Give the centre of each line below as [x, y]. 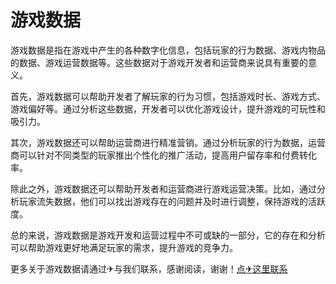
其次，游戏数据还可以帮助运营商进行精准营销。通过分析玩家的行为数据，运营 [168, 142]
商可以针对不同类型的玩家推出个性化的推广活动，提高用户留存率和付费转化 [163, 155]
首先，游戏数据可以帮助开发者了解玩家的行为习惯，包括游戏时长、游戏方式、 [168, 96]
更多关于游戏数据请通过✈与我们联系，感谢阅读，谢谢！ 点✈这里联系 [149, 268]
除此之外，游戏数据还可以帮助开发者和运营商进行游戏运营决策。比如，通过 [163, 188]
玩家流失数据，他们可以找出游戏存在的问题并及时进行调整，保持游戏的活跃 [172, 201]
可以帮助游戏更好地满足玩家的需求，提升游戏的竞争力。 [124, 247]
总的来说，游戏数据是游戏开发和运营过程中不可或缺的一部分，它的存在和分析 [168, 235]
